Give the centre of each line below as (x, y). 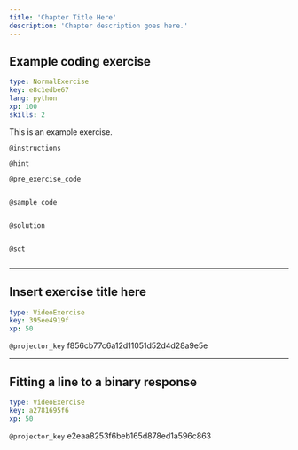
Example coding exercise (80, 62)
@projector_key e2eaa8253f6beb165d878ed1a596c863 (110, 436)
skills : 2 (27, 115)
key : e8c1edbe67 (39, 90)
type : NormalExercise (49, 82)
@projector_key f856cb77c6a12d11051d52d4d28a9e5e (109, 345)
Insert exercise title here (78, 292)
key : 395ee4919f (39, 321)
